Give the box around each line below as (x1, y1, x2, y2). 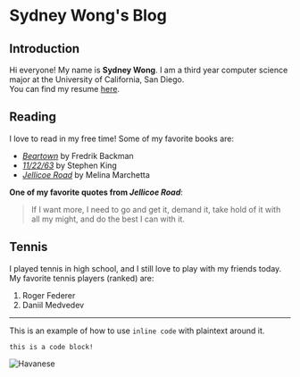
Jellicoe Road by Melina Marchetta (21, 169, 150, 180)
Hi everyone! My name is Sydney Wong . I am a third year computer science (9, 64, 288, 75)
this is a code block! (9, 342, 94, 351)
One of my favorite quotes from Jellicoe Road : (9, 187, 183, 197)
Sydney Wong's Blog (9, 5, 167, 26)
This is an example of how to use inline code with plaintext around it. (9, 325, 265, 336)
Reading (9, 109, 56, 125)
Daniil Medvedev (21, 299, 85, 310)
